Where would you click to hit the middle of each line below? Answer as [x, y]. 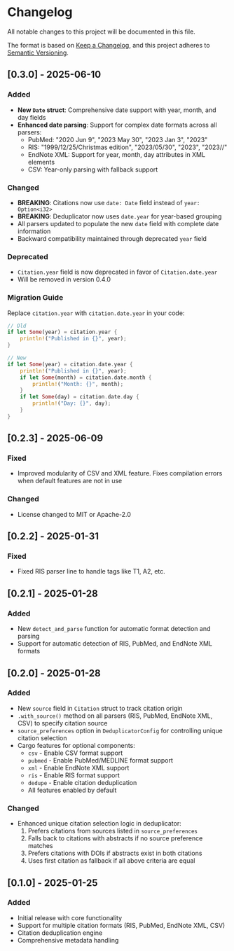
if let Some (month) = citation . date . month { [86, 377]
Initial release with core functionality [70, 917]
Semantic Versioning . [38, 53]
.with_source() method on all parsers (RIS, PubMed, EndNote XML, [115, 716]
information [34, 231]
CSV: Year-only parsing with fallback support [93, 169]
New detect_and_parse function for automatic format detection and [114, 629]
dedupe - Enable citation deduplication [82, 782]
